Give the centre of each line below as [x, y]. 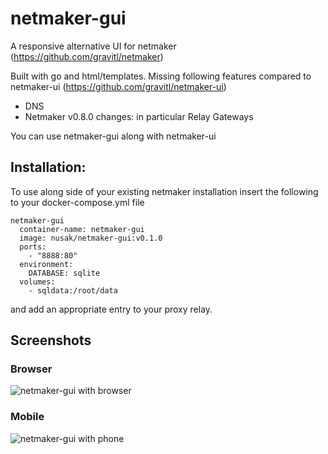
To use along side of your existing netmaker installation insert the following [164, 191]
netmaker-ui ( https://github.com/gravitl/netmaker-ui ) [118, 86]
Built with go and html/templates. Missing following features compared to [161, 76]
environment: [46, 264]
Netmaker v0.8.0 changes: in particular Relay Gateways [139, 116]
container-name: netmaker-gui [82, 229]
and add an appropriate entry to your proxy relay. [111, 309]
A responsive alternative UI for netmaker [93, 46]
